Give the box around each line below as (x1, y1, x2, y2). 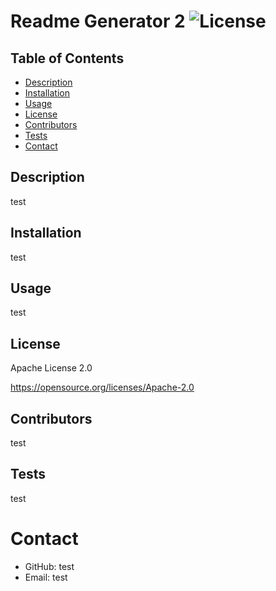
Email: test (24, 571, 68, 583)
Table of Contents (10, 50, 125, 67)
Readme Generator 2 (10, 10, 186, 33)
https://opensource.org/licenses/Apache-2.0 (10, 381, 195, 394)
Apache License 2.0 (10, 362, 93, 374)
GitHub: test (24, 560, 75, 572)
